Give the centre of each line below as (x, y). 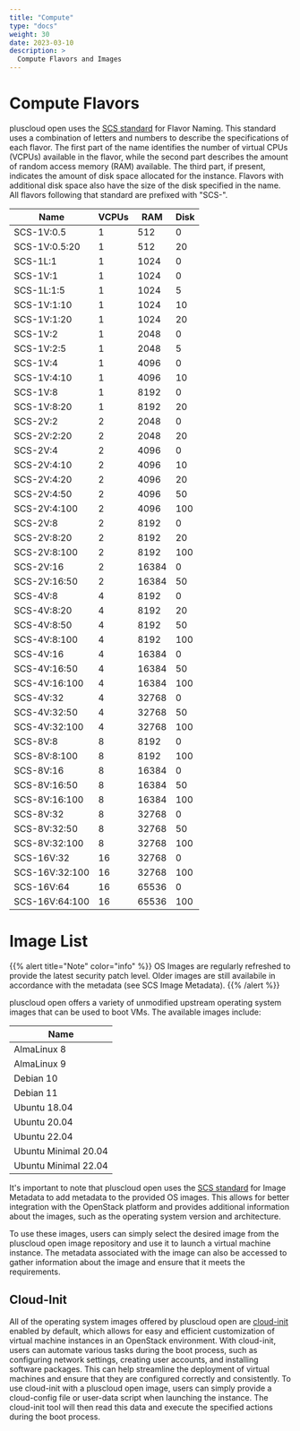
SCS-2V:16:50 (46, 581)
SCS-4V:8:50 (43, 625)
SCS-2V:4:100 (46, 509)
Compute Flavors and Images (70, 59)
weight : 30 (30, 34)
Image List (49, 942)
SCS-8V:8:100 (46, 756)
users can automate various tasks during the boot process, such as (133, 1350)
